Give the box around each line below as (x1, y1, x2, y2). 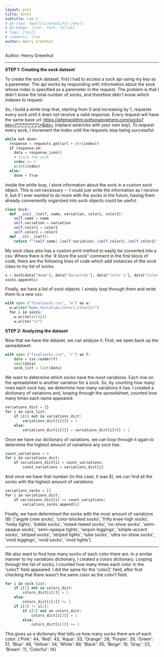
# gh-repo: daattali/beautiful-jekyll (5, 21, 84, 26)
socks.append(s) (5, 277, 38, 282)
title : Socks (5, 12, 32, 17)
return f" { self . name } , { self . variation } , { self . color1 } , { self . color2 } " (14, 238, 159, 244)
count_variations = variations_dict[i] (22, 465, 104, 470)
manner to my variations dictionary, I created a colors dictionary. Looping (5, 556, 152, 562)
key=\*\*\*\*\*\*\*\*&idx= (5, 122, 54, 128)
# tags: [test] (5, 30, 36, 35)
